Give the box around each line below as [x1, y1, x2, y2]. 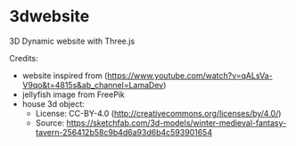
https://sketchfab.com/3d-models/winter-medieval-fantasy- [66, 118, 287, 128]
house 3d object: [21, 98, 85, 109]
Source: [35, 118, 65, 128]
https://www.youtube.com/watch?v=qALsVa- [106, 69, 274, 81]
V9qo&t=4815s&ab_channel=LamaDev [21, 79, 164, 90]
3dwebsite [9, 6, 90, 27]
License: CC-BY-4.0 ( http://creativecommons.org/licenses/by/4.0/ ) [35, 108, 282, 118]
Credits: [9, 53, 38, 63]
